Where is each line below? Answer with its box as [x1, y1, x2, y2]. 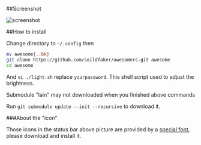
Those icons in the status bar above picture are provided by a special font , [6, 125, 190, 133]
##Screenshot [6, 5, 41, 12]
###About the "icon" [6, 114, 58, 121]
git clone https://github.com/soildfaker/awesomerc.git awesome [6, 57, 170, 63]
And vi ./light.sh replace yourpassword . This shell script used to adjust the [6, 73, 194, 80]
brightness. [6, 79, 35, 87]
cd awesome [6, 62, 34, 68]
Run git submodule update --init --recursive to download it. [6, 103, 161, 110]
